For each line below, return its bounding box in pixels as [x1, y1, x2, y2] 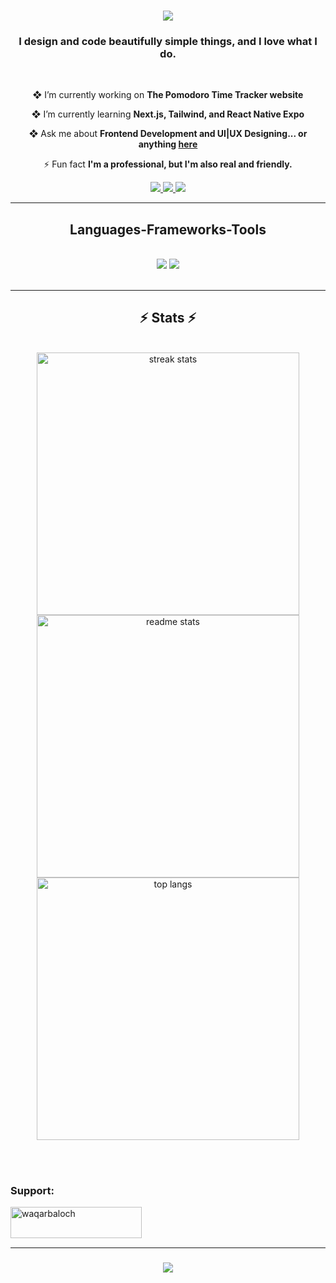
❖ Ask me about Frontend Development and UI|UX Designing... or [28, 128, 308, 140]
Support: [10, 1183, 55, 1197]
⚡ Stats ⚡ [139, 310, 197, 327]
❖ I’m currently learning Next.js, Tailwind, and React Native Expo [31, 108, 305, 120]
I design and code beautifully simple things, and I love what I [18, 34, 318, 48]
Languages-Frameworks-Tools [69, 221, 267, 238]
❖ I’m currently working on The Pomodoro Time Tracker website [32, 89, 304, 101]
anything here [138, 138, 198, 150]
